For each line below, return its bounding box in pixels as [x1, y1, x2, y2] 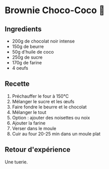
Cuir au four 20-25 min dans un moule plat [12, 131, 100, 137]
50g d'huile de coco [12, 49, 54, 55]
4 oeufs [12, 65, 28, 71]
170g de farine [12, 60, 42, 65]
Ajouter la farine [12, 120, 46, 126]
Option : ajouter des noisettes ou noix [12, 114, 90, 120]
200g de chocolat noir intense [12, 38, 75, 44]
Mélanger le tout [12, 109, 46, 115]
